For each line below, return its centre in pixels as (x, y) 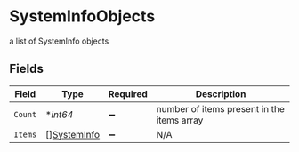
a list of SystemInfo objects (59, 41)
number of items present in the (220, 108)
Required (128, 93)
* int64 (59, 115)
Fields (27, 69)
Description (221, 93)
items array (180, 120)
